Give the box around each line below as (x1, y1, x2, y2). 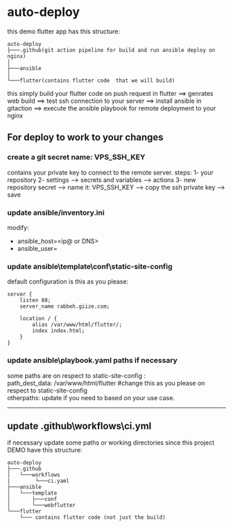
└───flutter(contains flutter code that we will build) (7, 77, 175, 84)
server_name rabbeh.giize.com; (19, 303, 110, 310)
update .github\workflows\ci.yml (7, 420, 152, 431)
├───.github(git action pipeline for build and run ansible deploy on (7, 47, 216, 53)
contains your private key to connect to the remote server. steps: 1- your (7, 168, 214, 176)
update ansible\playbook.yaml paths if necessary (7, 356, 178, 365)
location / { (19, 315, 58, 322)
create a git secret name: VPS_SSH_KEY (7, 152, 146, 162)
